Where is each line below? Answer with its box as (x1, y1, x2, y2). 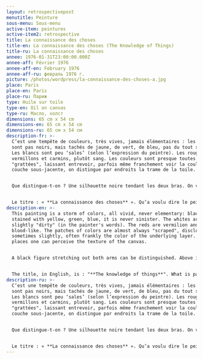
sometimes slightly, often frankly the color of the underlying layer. (11, 233, 196, 240)
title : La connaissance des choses (6, 37, 96, 43)
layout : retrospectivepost (6, 8, 74, 15)
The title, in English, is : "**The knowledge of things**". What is (11, 271, 190, 277)
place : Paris (6, 82, 39, 89)
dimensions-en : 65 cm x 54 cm (6, 122, 83, 128)
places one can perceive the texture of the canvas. (11, 239, 147, 245)
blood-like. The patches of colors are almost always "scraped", (11, 227, 180, 233)
